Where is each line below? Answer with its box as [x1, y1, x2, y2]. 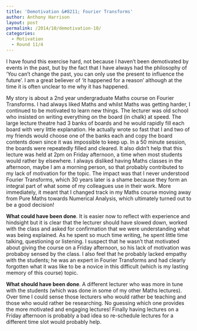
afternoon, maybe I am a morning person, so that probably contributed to [6, 163, 184, 170]
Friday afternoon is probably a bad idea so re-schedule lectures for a [6, 311, 174, 319]
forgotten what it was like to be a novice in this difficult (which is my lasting [6, 262, 189, 270]
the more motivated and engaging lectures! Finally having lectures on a [6, 306, 179, 313]
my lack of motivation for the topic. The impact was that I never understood [6, 170, 189, 177]
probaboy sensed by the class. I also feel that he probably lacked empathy [6, 250, 187, 257]
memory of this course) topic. [6, 269, 78, 276]
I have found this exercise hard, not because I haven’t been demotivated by [6, 57, 189, 65]
